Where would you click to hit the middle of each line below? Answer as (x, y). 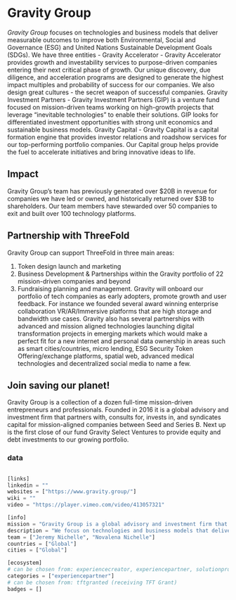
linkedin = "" (28, 485)
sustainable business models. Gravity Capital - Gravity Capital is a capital (113, 129)
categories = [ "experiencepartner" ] (61, 576)
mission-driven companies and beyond (74, 281)
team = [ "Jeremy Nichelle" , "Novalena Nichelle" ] (81, 537)
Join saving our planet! (59, 385)
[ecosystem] (25, 563)
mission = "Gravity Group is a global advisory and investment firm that (118, 524)
